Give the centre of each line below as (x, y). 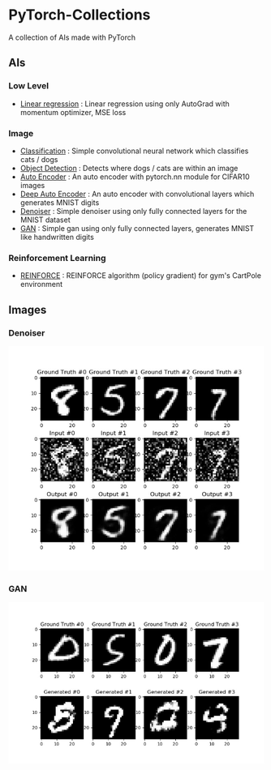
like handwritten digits (57, 237)
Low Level (29, 86)
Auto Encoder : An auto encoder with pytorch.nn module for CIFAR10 (135, 177)
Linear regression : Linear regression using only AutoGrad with (125, 104)
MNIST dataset (45, 220)
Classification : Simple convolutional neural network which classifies (134, 151)
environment (41, 284)
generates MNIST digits (60, 202)
